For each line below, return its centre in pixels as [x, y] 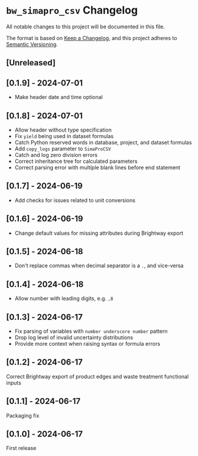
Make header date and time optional [59, 97]
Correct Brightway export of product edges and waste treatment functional [98, 376]
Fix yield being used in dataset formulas [64, 136]
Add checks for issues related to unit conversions [75, 200]
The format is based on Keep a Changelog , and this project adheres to [92, 38]
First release [21, 448]
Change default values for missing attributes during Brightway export [99, 233]
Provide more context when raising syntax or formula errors [87, 344]
